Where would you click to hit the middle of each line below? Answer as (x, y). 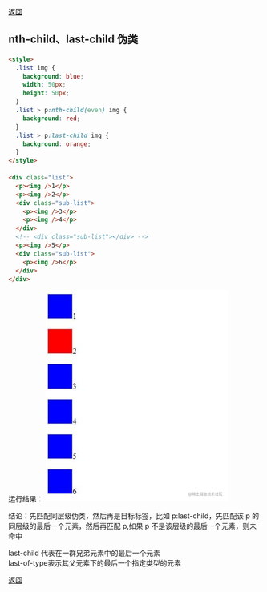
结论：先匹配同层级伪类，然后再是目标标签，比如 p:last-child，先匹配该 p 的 (134, 516)
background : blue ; (53, 76)
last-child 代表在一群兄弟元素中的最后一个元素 (84, 553)
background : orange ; (57, 144)
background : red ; (52, 119)
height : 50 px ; (46, 93)
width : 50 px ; (44, 85)
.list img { (36, 68)
